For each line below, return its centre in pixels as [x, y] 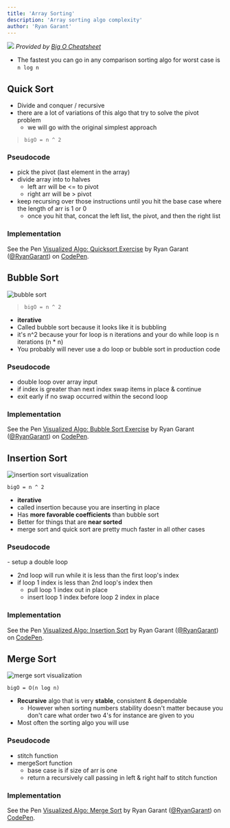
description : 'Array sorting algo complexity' [75, 20]
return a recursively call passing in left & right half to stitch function [122, 777]
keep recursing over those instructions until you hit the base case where [119, 201]
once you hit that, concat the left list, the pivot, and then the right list [124, 216]
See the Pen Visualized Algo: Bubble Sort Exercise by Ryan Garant [101, 429]
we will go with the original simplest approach [92, 127]
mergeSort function [45, 763]
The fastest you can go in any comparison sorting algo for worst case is [119, 60]
